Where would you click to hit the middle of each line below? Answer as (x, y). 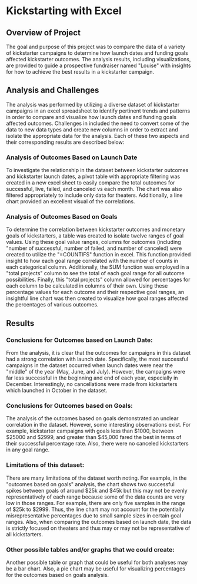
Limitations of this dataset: (45, 465)
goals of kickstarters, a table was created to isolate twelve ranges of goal (95, 236)
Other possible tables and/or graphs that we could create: (91, 549)
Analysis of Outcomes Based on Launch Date (72, 157)
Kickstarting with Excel (64, 11)
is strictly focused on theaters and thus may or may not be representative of (98, 528)
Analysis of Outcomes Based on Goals (62, 217)
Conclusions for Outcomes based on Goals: (70, 406)
